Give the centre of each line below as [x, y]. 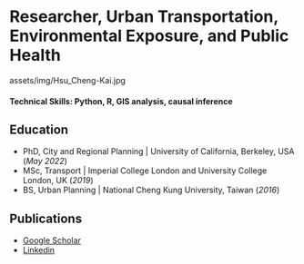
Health [35, 55]
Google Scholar [52, 240]
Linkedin [39, 250]
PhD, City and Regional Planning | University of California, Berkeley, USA [158, 152]
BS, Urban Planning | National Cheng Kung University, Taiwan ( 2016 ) [151, 190]
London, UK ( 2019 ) [58, 181]
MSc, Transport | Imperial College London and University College [145, 171]
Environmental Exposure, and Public [149, 36]
